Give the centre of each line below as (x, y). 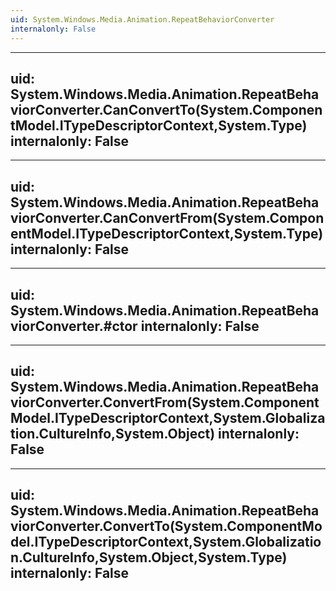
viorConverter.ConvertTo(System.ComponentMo (166, 526)
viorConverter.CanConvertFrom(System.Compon (167, 217)
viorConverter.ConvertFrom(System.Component (165, 402)
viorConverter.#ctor (74, 326)
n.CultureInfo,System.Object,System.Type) (149, 557)
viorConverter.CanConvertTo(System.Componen (166, 109)
